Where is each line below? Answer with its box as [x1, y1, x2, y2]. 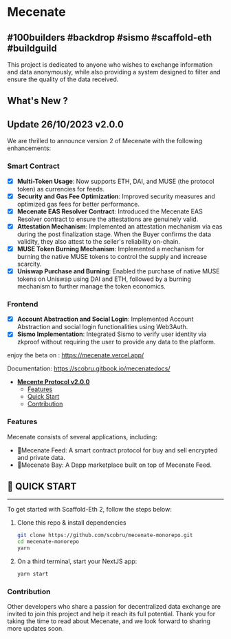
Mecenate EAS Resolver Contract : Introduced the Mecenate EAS [16, 207, 203, 216]
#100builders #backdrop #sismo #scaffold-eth [7, 32, 212, 43]
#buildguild [7, 42, 57, 54]
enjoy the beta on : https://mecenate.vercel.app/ [7, 351, 144, 359]
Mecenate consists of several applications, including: [7, 432, 158, 441]
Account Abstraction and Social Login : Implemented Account [16, 315, 194, 324]
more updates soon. [7, 625, 64, 633]
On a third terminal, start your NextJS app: [16, 557, 137, 565]
